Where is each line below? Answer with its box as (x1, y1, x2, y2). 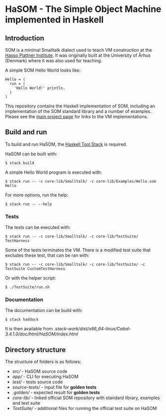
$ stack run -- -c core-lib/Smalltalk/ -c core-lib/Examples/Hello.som (5, 179, 156, 184)
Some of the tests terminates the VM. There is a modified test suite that (5, 247, 151, 253)
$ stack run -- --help (5, 202, 52, 207)
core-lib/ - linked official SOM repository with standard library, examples (12, 395, 160, 401)
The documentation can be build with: (5, 308, 83, 313)
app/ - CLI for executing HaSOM (12, 374, 79, 380)
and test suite (12, 400, 41, 406)
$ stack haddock (5, 317, 39, 322)
